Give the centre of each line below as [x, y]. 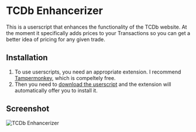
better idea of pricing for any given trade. [56, 39]
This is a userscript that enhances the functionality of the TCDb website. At [97, 27]
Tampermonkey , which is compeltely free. [65, 78]
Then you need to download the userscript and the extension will [93, 84]
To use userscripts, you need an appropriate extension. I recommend [98, 72]
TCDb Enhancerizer [55, 11]
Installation [27, 58]
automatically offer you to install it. [56, 90]
